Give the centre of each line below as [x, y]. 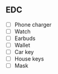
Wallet [22, 45]
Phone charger [33, 24]
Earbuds [25, 38]
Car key [24, 52]
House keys [29, 59]
